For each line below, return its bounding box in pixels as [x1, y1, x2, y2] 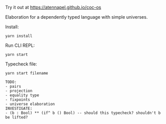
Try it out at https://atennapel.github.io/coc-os [5, 5, 102, 10]
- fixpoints [5, 97, 30, 102]
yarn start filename [5, 71, 49, 76]
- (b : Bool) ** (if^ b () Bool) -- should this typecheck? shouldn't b [5, 110, 161, 115]
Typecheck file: [5, 61, 37, 67]
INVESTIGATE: [5, 106, 33, 111]
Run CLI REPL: [5, 42, 35, 48]
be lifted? [5, 115, 28, 120]
